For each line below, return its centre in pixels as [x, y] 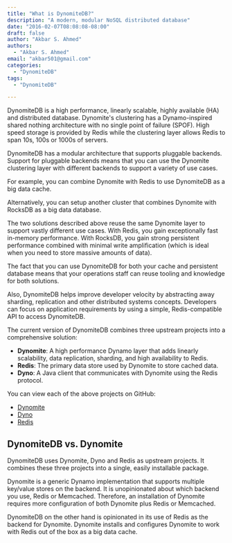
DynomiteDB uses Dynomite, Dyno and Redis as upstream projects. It [106, 461]
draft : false [26, 33]
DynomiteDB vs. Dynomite [65, 444]
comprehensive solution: [42, 337]
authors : [20, 46]
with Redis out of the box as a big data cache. [72, 532]
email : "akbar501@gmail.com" [49, 59]
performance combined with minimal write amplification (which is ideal [108, 245]
